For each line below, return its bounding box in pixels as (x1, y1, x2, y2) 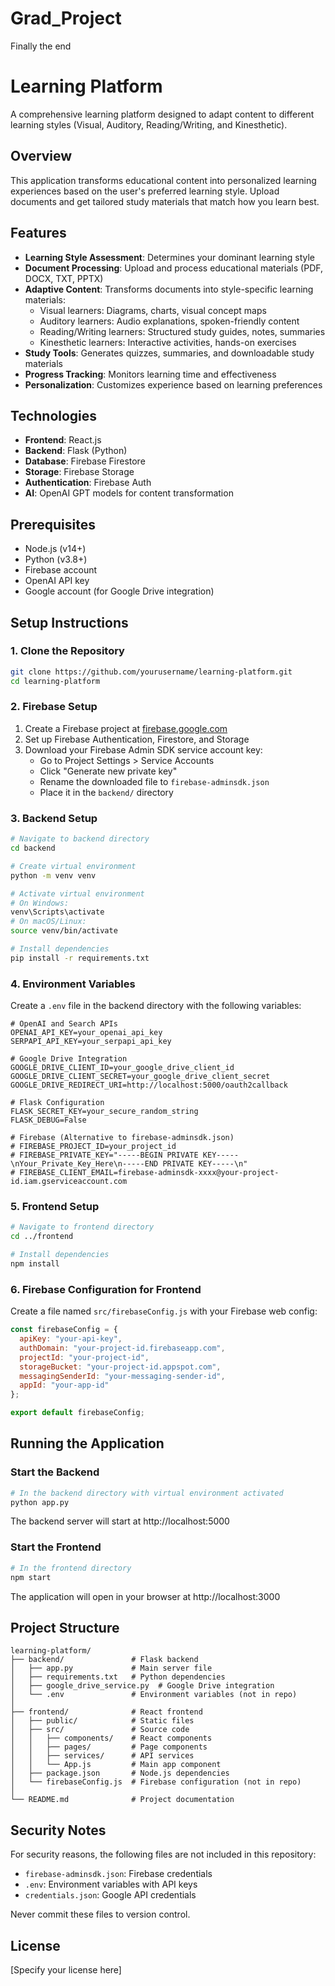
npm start (10, 1572, 52, 1582)
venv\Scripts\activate (10, 907, 105, 917)
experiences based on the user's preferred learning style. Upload (10, 185, 280, 197)
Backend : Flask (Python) (24, 445, 128, 457)
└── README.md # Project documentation (10, 1795, 235, 1805)
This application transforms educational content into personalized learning (10, 174, 317, 186)
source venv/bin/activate (10, 926, 118, 936)
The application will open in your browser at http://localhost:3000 (10, 1590, 281, 1602)
